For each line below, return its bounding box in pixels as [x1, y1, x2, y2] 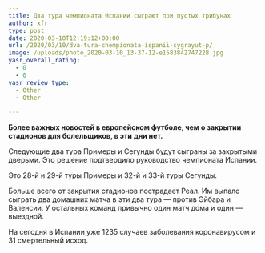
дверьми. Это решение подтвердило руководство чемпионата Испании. [8, 155, 258, 165]
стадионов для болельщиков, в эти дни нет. [8, 131, 163, 141]
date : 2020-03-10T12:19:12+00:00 [8, 34, 120, 42]
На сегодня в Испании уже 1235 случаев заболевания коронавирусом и [8, 227, 256, 237]
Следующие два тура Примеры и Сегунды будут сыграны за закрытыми [8, 147, 258, 156]
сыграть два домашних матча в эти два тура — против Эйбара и [8, 195, 231, 204]
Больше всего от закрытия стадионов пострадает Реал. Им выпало [8, 186, 240, 196]
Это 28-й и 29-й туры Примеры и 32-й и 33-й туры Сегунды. [8, 171, 218, 180]
